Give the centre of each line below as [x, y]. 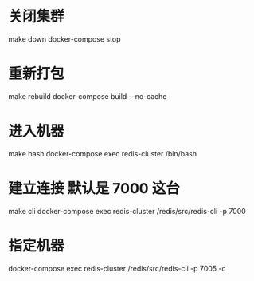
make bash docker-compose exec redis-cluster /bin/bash [103, 153]
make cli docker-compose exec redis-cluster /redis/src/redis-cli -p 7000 [127, 211]
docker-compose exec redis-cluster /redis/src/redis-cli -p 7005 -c [117, 268]
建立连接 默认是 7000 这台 [94, 188]
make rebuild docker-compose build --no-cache [88, 96]
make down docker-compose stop [64, 39]
